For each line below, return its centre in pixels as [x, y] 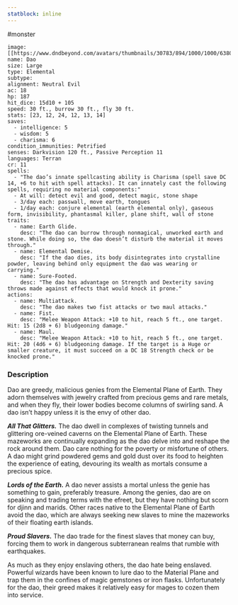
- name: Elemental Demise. [53, 251]
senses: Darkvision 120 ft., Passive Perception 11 [85, 152]
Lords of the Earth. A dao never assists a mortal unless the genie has [109, 485]
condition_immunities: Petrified [57, 146]
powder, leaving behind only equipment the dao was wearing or [103, 264]
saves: [17, 121]
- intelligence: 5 [41, 127]
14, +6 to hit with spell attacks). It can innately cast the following [117, 183]
